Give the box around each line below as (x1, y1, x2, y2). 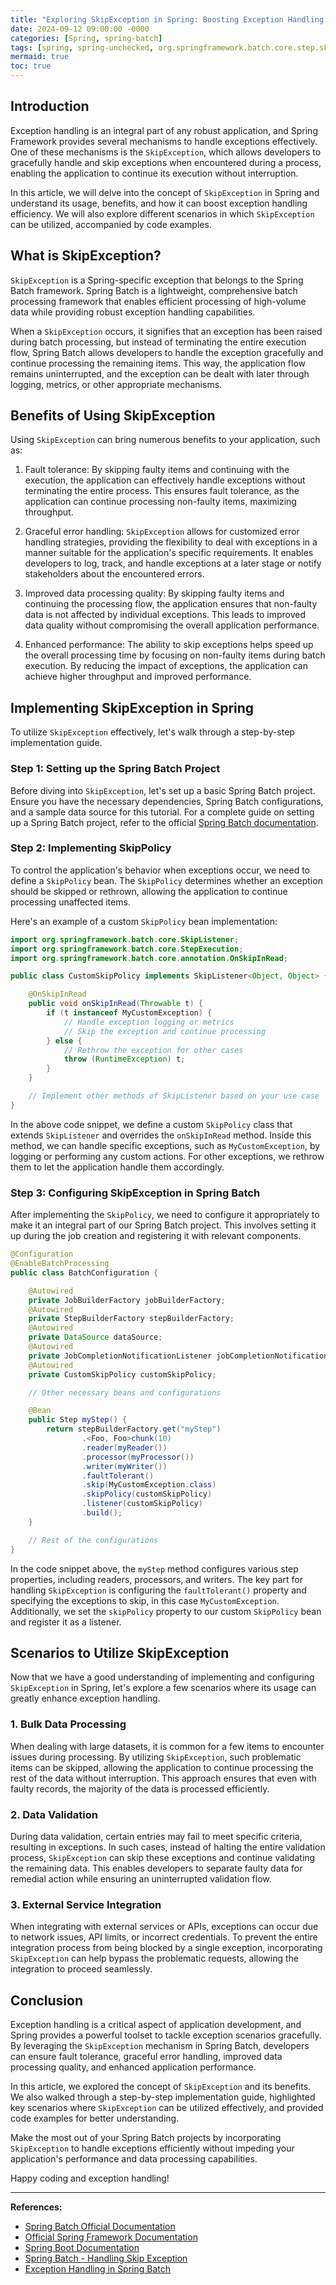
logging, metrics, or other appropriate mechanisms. (10, 378, 223, 390)
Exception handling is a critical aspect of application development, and (10, 2019, 302, 2031)
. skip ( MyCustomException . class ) (81, 1480, 217, 1490)
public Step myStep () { (28, 1415, 128, 1425)
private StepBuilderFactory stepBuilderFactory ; (28, 1314, 235, 1324)
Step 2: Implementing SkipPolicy (10, 841, 172, 855)
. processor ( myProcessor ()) (81, 1452, 195, 1462)
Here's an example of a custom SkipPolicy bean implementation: (10, 915, 278, 927)
